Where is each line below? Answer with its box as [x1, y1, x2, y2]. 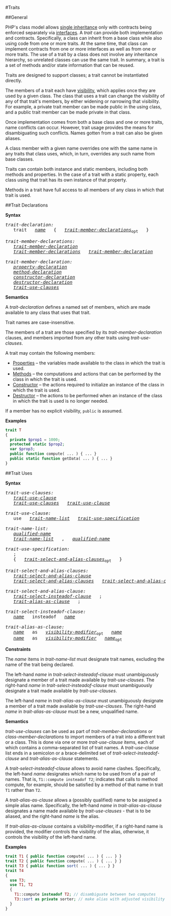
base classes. [5, 156, 34, 162]
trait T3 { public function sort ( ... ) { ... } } [5, 863, 115, 868]
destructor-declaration [13, 279, 73, 285]
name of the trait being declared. [5, 661, 74, 668]
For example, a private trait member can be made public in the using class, [5, 104, 162, 109]
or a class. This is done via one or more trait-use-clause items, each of [5, 739, 154, 745]
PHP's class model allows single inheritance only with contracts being [5, 24, 152, 30]
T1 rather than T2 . [5, 787, 42, 793]
